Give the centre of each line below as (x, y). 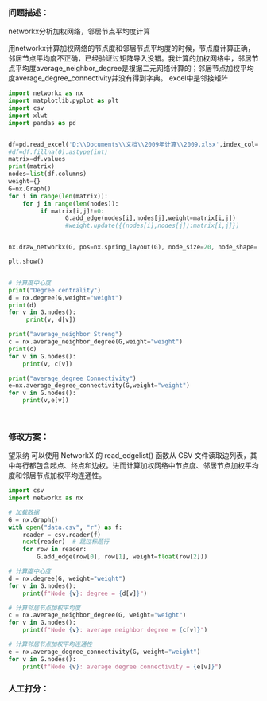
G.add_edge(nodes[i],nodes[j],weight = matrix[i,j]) (151, 218)
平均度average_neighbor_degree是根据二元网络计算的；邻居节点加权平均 (134, 69)
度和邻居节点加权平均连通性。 (57, 476)
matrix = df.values (37, 159)
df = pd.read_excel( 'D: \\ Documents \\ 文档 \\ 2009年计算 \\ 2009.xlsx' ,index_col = (133, 144)
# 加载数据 (24, 512)
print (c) (23, 349)
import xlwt (28, 116)
